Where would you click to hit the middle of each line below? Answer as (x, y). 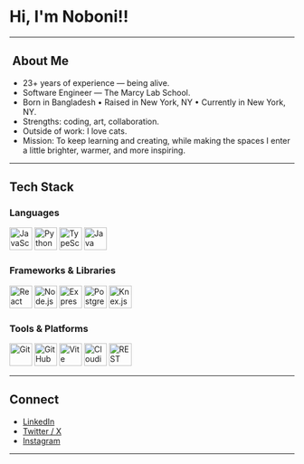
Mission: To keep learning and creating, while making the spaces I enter (157, 140)
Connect (34, 400)
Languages (35, 213)
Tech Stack (42, 187)
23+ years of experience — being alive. (96, 82)
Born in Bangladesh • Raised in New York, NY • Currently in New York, (154, 102)
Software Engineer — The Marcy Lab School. (106, 92)
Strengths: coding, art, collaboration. (91, 121)
